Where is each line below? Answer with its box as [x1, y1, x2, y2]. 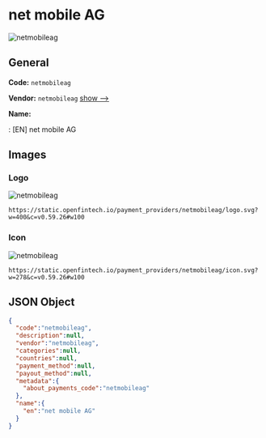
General [8, 56, 50, 70]
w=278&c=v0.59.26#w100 [8, 273, 85, 281]
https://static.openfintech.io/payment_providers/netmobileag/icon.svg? [8, 266, 259, 274]
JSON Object [8, 296, 75, 309]
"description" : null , [15, 332, 85, 340]
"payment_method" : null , [15, 362, 95, 370]
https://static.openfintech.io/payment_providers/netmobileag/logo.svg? [8, 206, 259, 215]
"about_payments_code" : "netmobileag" [23, 385, 150, 393]
